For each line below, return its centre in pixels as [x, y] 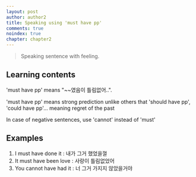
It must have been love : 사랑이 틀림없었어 [64, 160]
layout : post [22, 12]
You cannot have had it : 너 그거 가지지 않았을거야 [73, 168]
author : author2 [26, 17]
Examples [25, 138]
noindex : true [24, 34]
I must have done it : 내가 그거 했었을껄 [61, 153]
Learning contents [41, 75]
